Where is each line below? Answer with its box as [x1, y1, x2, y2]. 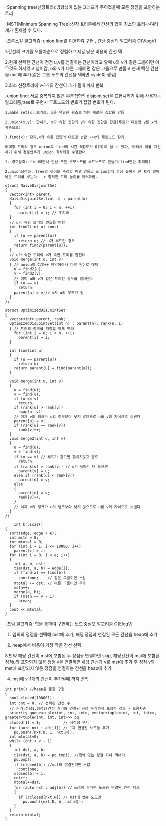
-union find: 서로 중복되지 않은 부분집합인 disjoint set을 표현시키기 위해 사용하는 [5, 93, 162, 99]
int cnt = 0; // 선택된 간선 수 [9, 701, 71, 706]
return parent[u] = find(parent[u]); [14, 366, 92, 371]
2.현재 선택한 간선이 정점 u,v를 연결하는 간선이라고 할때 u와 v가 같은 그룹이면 [5, 59, 154, 65]
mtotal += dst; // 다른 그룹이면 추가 [14, 581, 86, 586]
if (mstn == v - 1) [14, 594, 55, 599]
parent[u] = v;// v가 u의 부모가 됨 [14, 290, 83, 295]
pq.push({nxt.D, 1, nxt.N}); [14, 730, 75, 735]
